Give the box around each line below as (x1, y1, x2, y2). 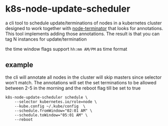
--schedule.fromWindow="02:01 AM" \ (14, 108, 93, 113)
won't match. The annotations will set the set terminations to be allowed (5, 79, 157, 85)
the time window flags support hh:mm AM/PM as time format (5, 46, 128, 52)
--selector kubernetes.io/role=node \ (14, 99, 97, 104)
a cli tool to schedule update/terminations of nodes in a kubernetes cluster (5, 20, 162, 26)
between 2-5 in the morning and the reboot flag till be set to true (5, 85, 141, 91)
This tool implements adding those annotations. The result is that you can (5, 30, 160, 37)
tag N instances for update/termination (5, 36, 87, 42)
